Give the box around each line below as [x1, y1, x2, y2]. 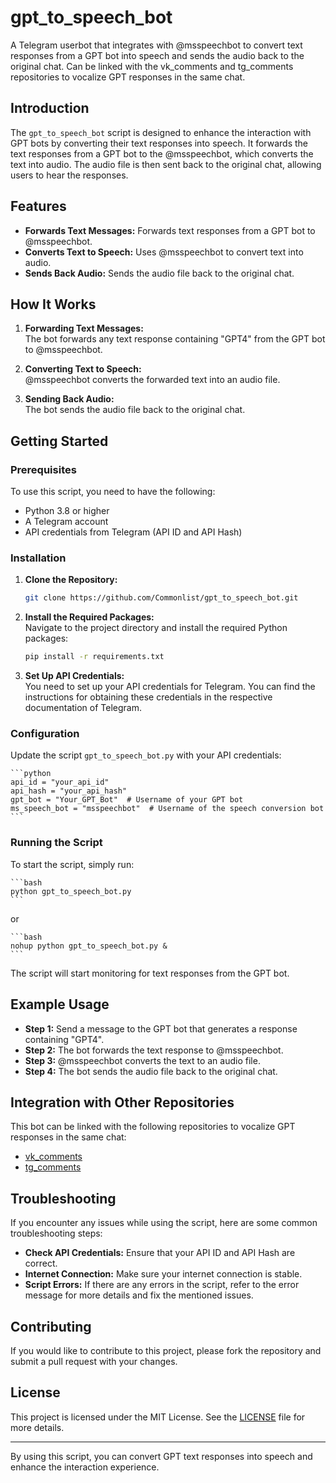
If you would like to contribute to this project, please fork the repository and [10, 1344, 322, 1356]
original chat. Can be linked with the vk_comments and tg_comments [10, 60, 294, 72]
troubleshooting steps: [10, 1227, 103, 1240]
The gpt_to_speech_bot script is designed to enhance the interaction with [10, 126, 312, 138]
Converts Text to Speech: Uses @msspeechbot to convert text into [24, 246, 304, 258]
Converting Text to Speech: [24, 363, 142, 375]
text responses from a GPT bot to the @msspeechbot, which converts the [10, 147, 314, 160]
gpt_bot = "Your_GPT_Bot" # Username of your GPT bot [10, 795, 244, 805]
